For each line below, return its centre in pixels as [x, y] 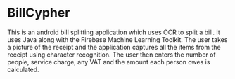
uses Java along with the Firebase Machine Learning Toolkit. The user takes [118, 39]
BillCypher [39, 13]
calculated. [24, 69]
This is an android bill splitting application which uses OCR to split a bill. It [114, 32]
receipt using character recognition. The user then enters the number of [112, 55]
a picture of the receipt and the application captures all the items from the [114, 47]
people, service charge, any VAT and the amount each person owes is [109, 62]
